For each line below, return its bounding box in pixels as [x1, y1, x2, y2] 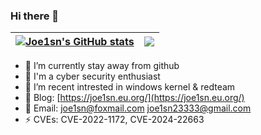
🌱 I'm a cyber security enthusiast [24, 70, 161, 83]
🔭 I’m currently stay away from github [24, 60, 180, 72]
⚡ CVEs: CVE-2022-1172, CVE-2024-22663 [24, 114, 205, 126]
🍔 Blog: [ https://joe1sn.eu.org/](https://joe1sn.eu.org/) [24, 92, 245, 104]
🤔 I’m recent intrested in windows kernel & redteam [24, 81, 236, 93]
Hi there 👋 [10, 9, 60, 23]
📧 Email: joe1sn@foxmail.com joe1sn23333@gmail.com [24, 102, 252, 114]
